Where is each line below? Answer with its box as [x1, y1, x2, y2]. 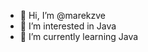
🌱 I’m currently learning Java [19, 31, 139, 42]
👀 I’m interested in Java [19, 20, 117, 32]
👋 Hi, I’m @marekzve [19, 10, 107, 21]
